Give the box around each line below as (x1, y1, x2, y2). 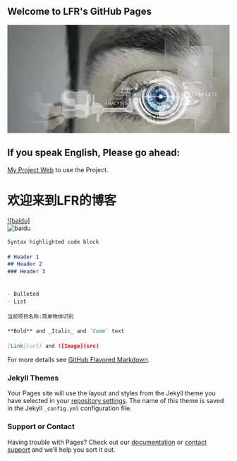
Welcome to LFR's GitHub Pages (7, 6, 152, 18)
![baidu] (7, 216, 30, 224)
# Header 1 (7, 253, 39, 261)
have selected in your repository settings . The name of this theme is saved (7, 397, 224, 405)
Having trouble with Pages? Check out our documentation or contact (7, 438, 207, 446)
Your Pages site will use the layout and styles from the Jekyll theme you (7, 389, 217, 397)
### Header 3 (7, 268, 46, 275)
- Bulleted (7, 290, 39, 297)
